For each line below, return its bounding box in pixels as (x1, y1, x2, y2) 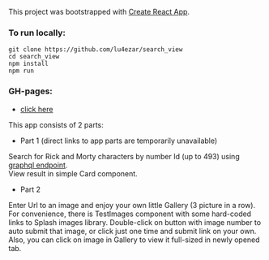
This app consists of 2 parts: (8, 119, 104, 129)
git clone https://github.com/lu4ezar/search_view (8, 45, 183, 54)
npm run (8, 67, 35, 76)
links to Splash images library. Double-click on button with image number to (8, 217, 262, 227)
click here (19, 104, 53, 114)
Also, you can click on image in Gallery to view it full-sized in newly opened (8, 235, 261, 245)
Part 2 (19, 184, 41, 194)
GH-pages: (8, 85, 53, 97)
